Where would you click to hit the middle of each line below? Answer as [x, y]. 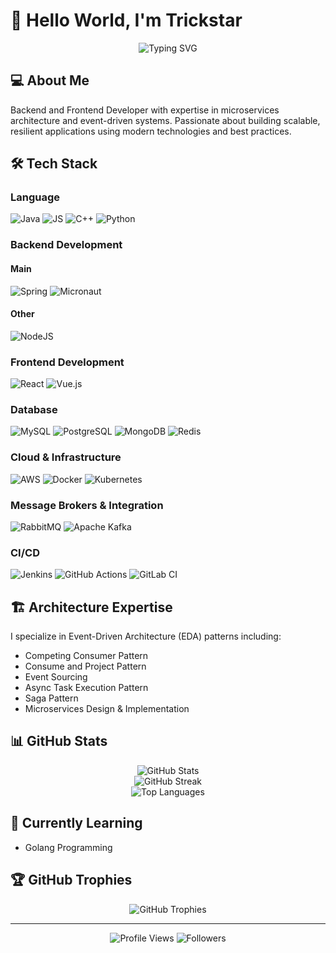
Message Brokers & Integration [87, 505]
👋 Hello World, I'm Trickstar [126, 20]
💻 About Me [50, 80]
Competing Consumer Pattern [86, 656]
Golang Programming [68, 847]
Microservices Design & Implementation [107, 709]
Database [34, 409]
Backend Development [66, 245]
